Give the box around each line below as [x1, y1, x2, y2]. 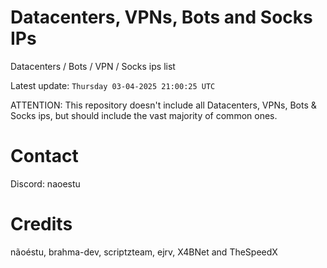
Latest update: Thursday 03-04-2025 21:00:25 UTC [10, 79, 216, 91]
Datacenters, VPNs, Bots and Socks [10, 6, 313, 29]
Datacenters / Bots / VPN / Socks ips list [10, 60, 176, 72]
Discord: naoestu [10, 177, 81, 190]
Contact [10, 145, 79, 168]
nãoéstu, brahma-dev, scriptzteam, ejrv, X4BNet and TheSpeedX [10, 246, 278, 258]
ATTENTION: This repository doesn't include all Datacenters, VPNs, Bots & [10, 99, 317, 111]
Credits [10, 213, 73, 236]
